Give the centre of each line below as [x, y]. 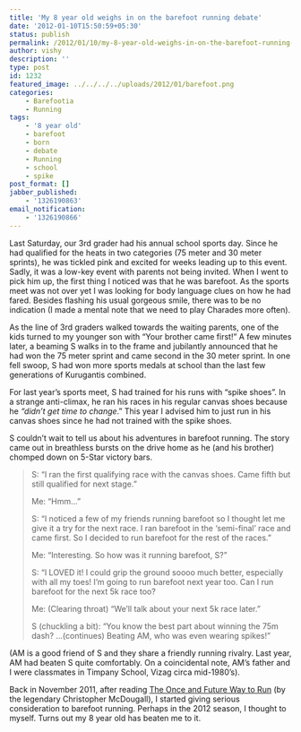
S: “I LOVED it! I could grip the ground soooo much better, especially [157, 572]
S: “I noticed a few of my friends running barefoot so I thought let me [158, 518]
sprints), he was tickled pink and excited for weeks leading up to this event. [148, 262]
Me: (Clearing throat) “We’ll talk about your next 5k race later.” [146, 608]
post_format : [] [39, 185]
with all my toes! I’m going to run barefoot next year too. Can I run [152, 581]
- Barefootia [50, 101]
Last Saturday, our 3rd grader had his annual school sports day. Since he [144, 243]
